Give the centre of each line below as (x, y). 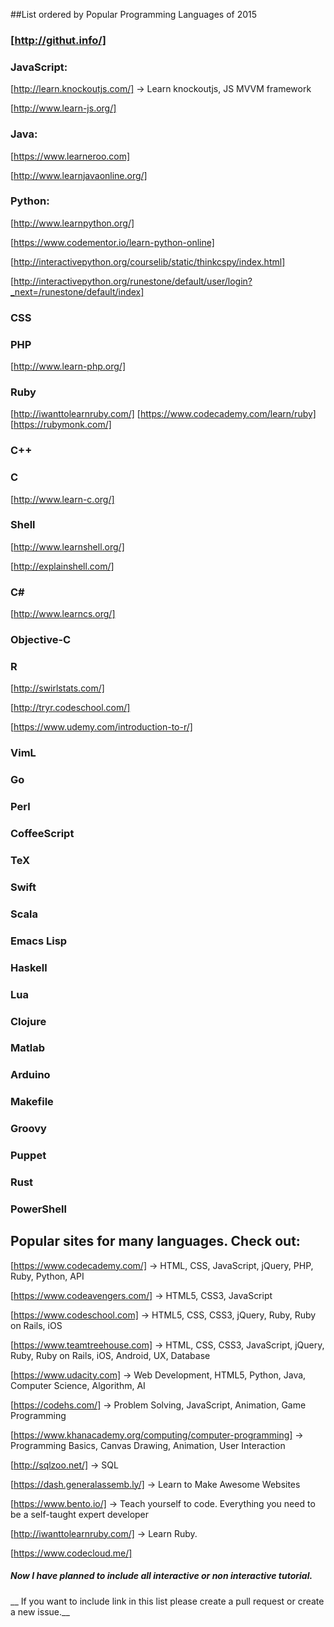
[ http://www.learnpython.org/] (72, 223)
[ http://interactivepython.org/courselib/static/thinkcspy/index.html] (148, 261)
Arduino (30, 1075)
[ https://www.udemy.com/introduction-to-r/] (101, 727)
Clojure (28, 1021)
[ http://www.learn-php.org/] (68, 366)
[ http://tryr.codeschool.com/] (70, 708)
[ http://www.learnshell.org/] (67, 546)
